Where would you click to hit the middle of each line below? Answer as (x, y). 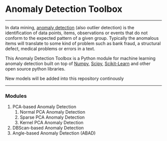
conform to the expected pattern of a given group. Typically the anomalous (82, 38)
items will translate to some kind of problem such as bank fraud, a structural (83, 43)
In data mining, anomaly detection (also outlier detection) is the (70, 27)
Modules (16, 96)
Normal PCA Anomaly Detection (52, 112)
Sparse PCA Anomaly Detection (52, 117)
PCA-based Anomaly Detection (44, 107)
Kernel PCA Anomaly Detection (51, 123)
